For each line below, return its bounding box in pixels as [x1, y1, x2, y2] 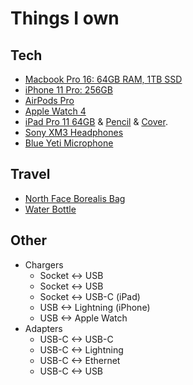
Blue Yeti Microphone [24, 137, 114, 149]
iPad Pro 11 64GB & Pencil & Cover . [24, 116, 168, 127]
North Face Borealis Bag [24, 192, 126, 204]
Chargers [24, 258, 64, 271]
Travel [10, 166, 51, 183]
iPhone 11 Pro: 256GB [24, 84, 113, 96]
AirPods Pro [24, 95, 75, 106]
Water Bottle [24, 203, 77, 215]
